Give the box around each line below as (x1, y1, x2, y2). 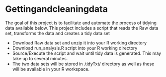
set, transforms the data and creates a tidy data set (5, 30, 110, 36)
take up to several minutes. (12, 55, 68, 61)
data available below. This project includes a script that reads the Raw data (5, 25, 159, 31)
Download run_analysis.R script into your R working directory (12, 45, 138, 51)
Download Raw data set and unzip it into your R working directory (12, 39, 147, 45)
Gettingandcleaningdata (5, 3, 108, 15)
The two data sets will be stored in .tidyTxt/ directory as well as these (12, 61, 155, 67)
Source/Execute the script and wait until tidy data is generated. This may (12, 50, 162, 56)
